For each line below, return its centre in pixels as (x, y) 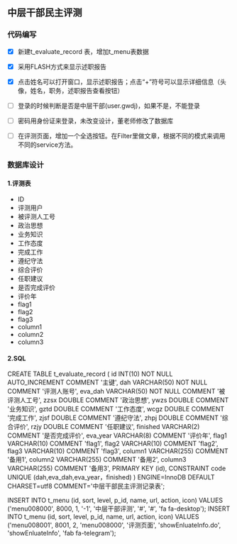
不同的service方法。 (47, 145)
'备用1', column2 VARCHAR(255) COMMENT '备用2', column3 (97, 460)
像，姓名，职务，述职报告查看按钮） (71, 90)
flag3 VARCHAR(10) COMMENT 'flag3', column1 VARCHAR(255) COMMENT (118, 451)
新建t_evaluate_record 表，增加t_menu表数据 (83, 51)
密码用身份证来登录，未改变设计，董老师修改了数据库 (95, 121)
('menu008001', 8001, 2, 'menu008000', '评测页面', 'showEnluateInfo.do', (114, 525)
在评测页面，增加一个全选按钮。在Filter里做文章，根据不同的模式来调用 (121, 136)
